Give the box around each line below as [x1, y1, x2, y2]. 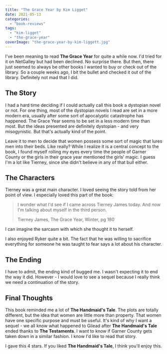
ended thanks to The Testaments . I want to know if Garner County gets [5, 328, 153, 334]
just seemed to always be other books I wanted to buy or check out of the [5, 64, 157, 70]
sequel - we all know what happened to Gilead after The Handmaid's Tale [5, 323, 157, 329]
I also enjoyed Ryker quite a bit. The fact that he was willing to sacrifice [5, 236, 152, 242]
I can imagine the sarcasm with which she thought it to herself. [5, 226, 134, 232]
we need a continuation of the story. [5, 279, 80, 285]
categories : [5, 16, 30, 21]
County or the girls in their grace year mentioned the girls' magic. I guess [5, 154, 156, 160]
